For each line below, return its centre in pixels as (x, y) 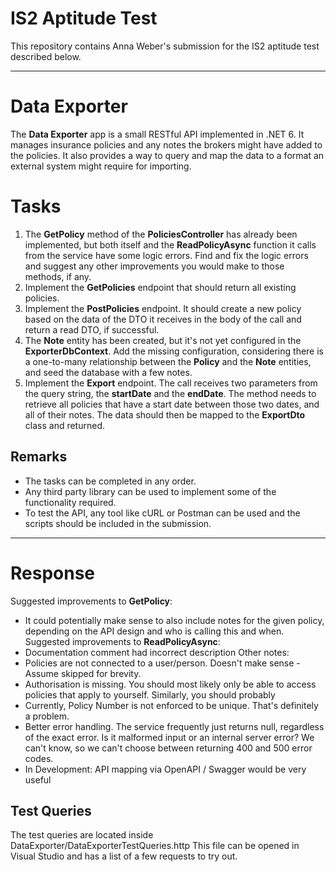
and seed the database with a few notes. (108, 372)
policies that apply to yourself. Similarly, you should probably (150, 694)
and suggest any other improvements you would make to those (154, 266)
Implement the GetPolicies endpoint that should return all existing (160, 287)
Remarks (39, 457)
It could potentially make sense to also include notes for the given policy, (174, 620)
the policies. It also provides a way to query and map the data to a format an (167, 155)
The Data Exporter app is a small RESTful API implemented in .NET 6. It (157, 134)
